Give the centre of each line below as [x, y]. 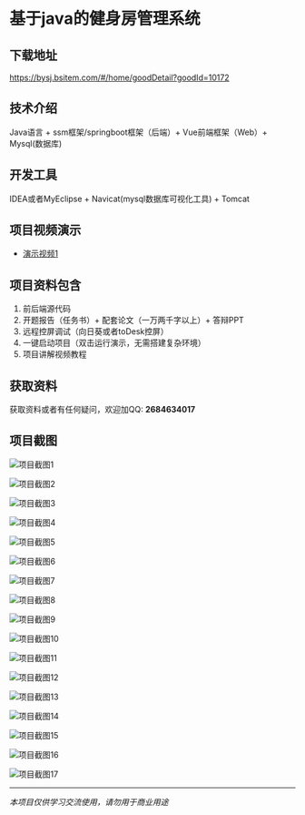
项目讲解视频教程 [54, 354]
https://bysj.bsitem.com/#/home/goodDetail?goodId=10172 [119, 77]
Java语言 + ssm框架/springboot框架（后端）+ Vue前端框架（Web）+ [138, 132]
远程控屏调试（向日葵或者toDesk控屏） [95, 331]
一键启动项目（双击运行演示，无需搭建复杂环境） [114, 343]
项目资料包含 [45, 285]
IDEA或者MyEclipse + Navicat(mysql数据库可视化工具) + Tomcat [129, 199]
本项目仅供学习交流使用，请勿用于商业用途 [89, 801]
